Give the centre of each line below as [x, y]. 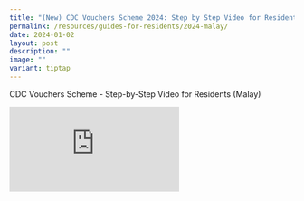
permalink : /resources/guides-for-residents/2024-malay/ [119, 26]
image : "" [28, 60]
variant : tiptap [40, 69]
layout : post [34, 43]
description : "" [40, 52]
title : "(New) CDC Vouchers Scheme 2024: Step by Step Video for [135, 18]
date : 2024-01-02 [42, 34]
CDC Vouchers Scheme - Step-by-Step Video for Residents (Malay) [135, 94]
